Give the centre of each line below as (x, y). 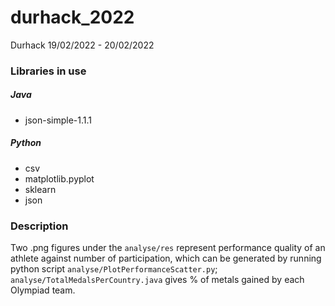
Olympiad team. (43, 290)
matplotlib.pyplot (59, 178)
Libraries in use (48, 71)
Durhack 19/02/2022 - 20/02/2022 (82, 45)
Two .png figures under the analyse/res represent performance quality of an (168, 248)
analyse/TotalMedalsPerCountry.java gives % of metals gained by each (157, 280)
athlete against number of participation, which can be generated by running (166, 258)
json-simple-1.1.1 (58, 120)
